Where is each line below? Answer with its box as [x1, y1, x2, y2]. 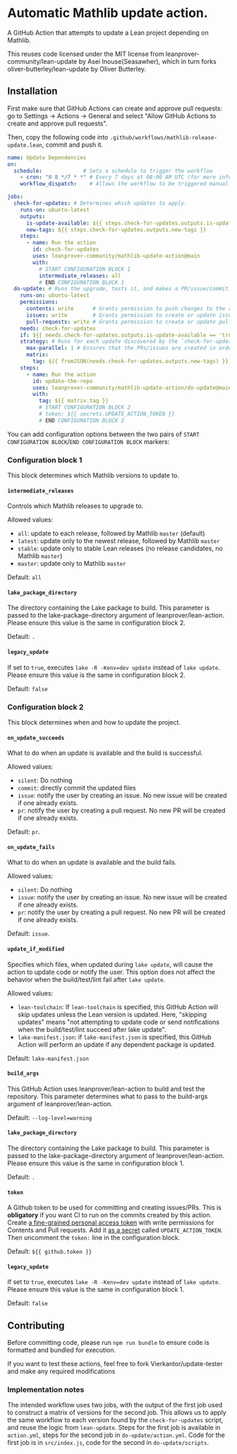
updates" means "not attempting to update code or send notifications [17, 1018, 220, 1026]
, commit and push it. [42, 140, 104, 149]
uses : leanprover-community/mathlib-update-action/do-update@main [32, 384, 232, 391]
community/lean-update [7, 57, 78, 65]
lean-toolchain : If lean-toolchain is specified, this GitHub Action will [17, 1002, 219, 1011]
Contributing [7, 1319, 65, 1331]
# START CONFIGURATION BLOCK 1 [38, 266, 131, 273]
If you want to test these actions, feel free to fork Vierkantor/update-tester [7, 1360, 224, 1368]
